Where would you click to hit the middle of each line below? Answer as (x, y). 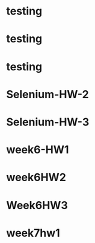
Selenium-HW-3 (48, 122)
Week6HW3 (37, 205)
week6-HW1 (38, 150)
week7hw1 (33, 233)
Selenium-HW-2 (47, 94)
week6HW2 (36, 178)
